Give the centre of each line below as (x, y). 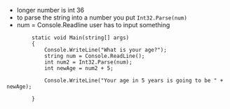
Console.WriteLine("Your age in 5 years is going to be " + (134, 80)
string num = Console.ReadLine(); (94, 56)
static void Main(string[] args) (81, 38)
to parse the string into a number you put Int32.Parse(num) (102, 17)
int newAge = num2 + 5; (79, 68)
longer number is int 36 (50, 10)
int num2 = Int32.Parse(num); (88, 62)
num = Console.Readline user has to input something (93, 25)
